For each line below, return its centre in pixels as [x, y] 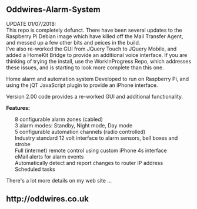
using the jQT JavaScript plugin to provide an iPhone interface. [82, 85]
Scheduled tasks [35, 169]
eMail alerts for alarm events [49, 156]
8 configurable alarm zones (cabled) [59, 119]
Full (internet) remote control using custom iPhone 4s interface [91, 150]
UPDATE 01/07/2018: [31, 23]
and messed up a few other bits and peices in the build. [73, 42]
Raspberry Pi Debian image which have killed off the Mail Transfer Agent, [95, 36]
